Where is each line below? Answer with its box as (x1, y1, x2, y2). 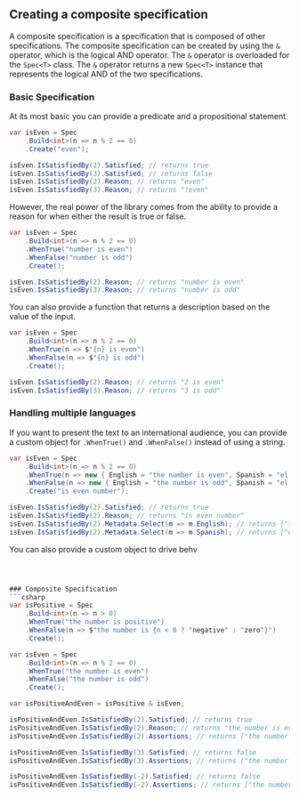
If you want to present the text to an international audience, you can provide (9, 427, 287, 438)
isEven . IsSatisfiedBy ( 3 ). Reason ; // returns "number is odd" (9, 286, 241, 294)
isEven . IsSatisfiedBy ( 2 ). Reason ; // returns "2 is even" (9, 377, 225, 386)
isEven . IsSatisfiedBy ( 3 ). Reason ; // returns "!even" (9, 186, 209, 195)
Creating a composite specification (9, 7, 209, 22)
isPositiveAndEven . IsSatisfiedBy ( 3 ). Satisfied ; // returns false (9, 747, 256, 757)
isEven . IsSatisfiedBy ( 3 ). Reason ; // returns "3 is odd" (9, 386, 221, 395)
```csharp (9, 592, 46, 601)
